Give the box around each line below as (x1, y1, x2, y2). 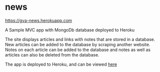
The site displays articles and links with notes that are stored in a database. (5, 36, 155, 42)
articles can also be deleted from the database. (5, 52, 99, 57)
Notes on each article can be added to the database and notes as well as (5, 47, 151, 53)
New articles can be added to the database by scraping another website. (5, 41, 150, 47)
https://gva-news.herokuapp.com (5, 18, 72, 23)
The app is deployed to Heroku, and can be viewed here (5, 61, 117, 67)
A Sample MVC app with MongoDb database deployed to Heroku (5, 27, 135, 33)
